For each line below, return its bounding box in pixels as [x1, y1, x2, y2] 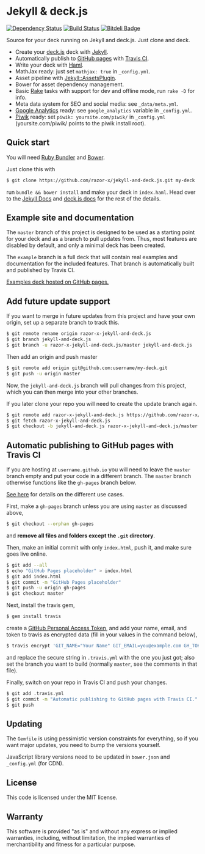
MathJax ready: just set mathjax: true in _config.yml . [15, 67, 151, 75]
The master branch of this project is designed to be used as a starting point [6, 229, 195, 236]
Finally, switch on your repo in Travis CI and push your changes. [6, 679, 168, 686]
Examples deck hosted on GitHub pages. [6, 278, 109, 285]
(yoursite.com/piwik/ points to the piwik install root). [15, 119, 146, 127]
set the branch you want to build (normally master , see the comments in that [6, 660, 198, 668]
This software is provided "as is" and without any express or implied [6, 828, 178, 835]
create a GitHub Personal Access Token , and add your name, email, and [6, 625, 187, 632]
